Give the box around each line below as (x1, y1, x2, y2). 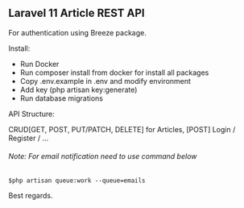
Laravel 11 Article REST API (8, 6, 145, 20)
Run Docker (19, 59, 60, 69)
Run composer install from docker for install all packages (19, 68, 209, 77)
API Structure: (8, 109, 55, 119)
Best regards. (8, 191, 53, 201)
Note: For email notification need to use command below (8, 152, 197, 161)
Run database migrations (19, 93, 103, 103)
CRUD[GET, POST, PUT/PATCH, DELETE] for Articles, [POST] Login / (8, 124, 236, 134)
